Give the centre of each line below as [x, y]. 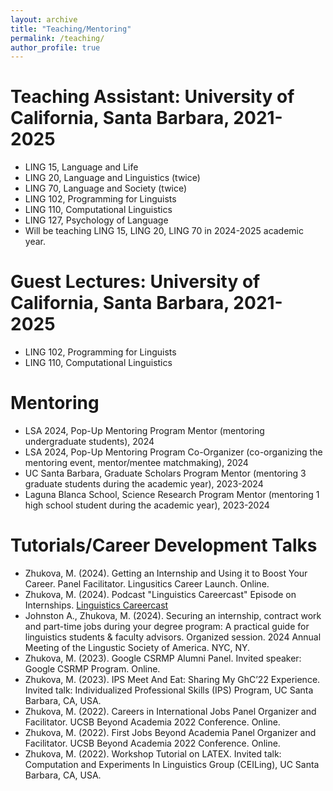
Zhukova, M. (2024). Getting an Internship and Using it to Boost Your [166, 573]
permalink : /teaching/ [57, 38]
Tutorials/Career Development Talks [164, 545]
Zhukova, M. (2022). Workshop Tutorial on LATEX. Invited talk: [153, 754]
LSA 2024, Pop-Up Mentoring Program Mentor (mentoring [144, 431]
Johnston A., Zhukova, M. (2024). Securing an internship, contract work [173, 615]
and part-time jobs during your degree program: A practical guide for [167, 626]
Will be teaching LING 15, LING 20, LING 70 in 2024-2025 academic [164, 231]
